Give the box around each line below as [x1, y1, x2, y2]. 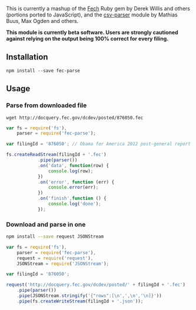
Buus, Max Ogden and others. [6, 18, 79, 24]
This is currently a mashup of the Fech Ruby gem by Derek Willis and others [6, 5, 190, 12]
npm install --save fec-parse [6, 68, 81, 74]
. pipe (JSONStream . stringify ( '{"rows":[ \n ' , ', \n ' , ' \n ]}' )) [16, 293, 162, 299]
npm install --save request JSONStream [6, 234, 104, 240]
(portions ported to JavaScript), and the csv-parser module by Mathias [6, 11, 178, 18]
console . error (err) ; [48, 185, 99, 191]
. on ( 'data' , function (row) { [37, 162, 109, 168]
